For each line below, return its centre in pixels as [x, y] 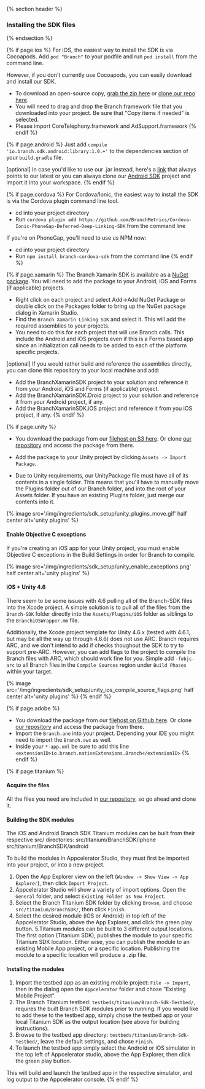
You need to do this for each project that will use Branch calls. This [100, 332]
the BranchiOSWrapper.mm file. [43, 620]
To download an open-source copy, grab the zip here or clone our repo [105, 93]
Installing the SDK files [41, 25]
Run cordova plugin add [46, 219]
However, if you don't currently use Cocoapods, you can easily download [99, 75]
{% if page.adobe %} [33, 708]
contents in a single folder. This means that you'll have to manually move [107, 482]
